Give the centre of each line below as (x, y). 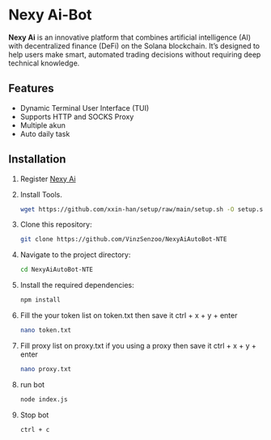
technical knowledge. (44, 63)
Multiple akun (43, 125)
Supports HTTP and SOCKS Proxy (77, 116)
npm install (40, 300)
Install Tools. (41, 194)
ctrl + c (35, 429)
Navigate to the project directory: (75, 255)
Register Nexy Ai (48, 179)
